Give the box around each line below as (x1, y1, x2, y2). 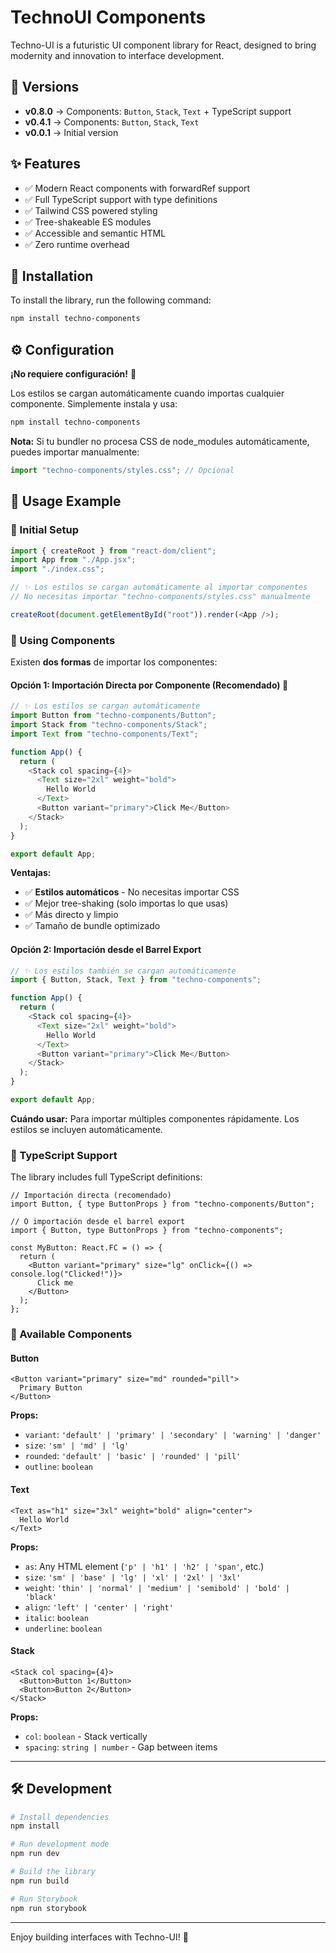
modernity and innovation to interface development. (10, 49, 225, 61)
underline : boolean (24, 1622, 103, 1634)
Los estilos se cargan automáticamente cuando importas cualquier (10, 387, 285, 400)
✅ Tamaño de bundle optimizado (24, 920, 161, 932)
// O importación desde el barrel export (10, 1217, 186, 1227)
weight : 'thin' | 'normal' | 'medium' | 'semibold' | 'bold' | (24, 1581, 290, 1593)
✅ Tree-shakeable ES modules (24, 216, 152, 228)
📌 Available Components (10, 1327, 133, 1341)
